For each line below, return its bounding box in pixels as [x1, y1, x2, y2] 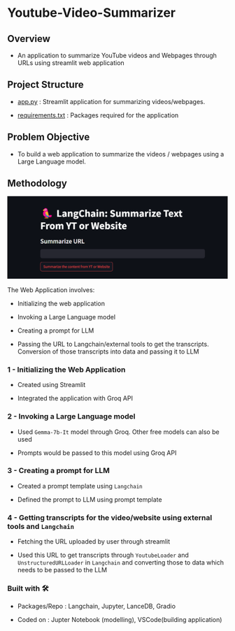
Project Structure [7, 79, 84, 91]
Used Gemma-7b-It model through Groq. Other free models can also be [17, 428, 220, 436]
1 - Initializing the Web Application [7, 365, 126, 375]
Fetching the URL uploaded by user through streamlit [17, 537, 170, 546]
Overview [7, 33, 51, 45]
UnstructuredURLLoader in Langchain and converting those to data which [17, 558, 224, 567]
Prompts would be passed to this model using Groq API [17, 449, 177, 457]
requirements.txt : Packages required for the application [17, 110, 179, 119]
